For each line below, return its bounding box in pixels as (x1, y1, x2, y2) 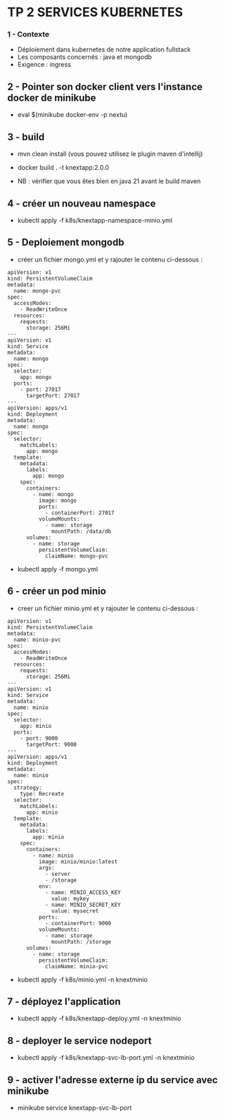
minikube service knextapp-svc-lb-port (17, 1103, 132, 1112)
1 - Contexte (7, 30, 50, 39)
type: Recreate (20, 790, 65, 797)
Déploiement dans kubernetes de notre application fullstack (17, 45, 191, 54)
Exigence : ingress (17, 61, 72, 69)
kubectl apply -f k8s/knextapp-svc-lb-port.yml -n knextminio (17, 1053, 195, 1062)
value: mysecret (51, 907, 99, 915)
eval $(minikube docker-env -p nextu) (17, 111, 128, 119)
